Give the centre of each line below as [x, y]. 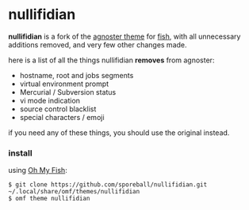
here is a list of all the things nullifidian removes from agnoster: [111, 60]
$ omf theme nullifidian [49, 199]
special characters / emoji [62, 117]
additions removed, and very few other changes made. [98, 44]
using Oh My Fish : [38, 171]
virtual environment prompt [64, 84]
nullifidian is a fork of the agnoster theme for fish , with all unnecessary [125, 36]
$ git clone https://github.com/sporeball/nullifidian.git [108, 185]
